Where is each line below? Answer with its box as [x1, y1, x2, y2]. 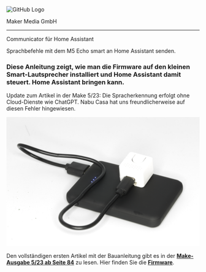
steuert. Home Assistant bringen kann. [6, 77, 124, 86]
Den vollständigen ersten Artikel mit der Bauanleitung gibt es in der [6, 252, 176, 259]
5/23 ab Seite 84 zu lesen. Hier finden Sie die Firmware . [31, 258, 175, 266]
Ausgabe [6, 258, 31, 266]
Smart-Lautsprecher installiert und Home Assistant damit [6, 70, 181, 79]
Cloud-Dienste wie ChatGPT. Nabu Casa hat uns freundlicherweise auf [6, 98, 185, 106]
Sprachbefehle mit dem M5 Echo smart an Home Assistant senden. [6, 47, 176, 55]
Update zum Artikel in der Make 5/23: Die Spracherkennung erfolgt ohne [6, 92, 190, 99]
